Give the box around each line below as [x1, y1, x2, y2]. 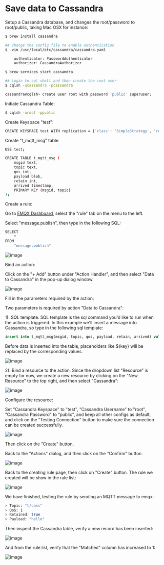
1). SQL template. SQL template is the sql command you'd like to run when [5, 314, 154, 320]
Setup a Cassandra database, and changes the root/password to [5, 19, 135, 25]
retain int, [14, 179, 38, 183]
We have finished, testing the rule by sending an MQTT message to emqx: [5, 493, 154, 499]
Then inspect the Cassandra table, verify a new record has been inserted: [5, 526, 153, 532]
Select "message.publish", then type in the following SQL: [5, 220, 121, 226]
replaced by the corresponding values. [5, 348, 83, 354]
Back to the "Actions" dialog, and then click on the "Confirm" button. [5, 450, 143, 456]
